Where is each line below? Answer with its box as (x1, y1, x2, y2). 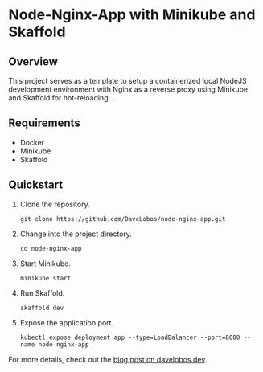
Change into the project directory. (19, 229, 133, 239)
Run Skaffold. (19, 288, 65, 298)
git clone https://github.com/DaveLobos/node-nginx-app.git (19, 215, 226, 223)
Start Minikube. (19, 259, 71, 268)
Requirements (8, 117, 80, 130)
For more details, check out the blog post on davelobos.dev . (8, 354, 208, 364)
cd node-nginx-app (19, 244, 82, 252)
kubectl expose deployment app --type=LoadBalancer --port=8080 (19, 333, 240, 341)
